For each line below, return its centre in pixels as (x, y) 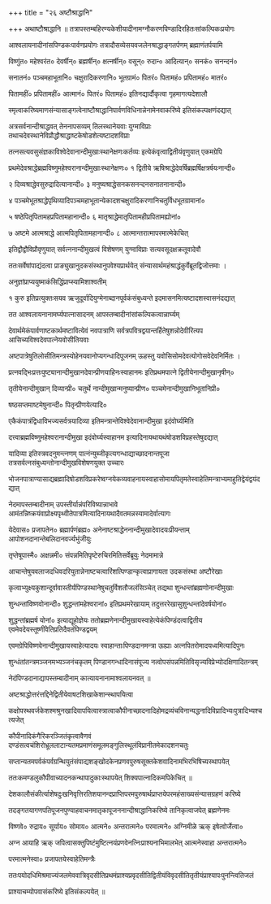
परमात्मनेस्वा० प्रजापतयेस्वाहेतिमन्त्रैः (52, 859)
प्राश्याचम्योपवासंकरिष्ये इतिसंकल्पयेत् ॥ (57, 891)
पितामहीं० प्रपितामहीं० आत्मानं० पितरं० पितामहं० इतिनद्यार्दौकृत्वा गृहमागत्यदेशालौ (108, 94)
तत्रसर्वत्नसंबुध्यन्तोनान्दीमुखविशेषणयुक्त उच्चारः (67, 463)
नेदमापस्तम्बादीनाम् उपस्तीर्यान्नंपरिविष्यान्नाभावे (63, 504)
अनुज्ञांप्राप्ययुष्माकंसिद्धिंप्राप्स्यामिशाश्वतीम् (58, 282)
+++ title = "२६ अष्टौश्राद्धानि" (51, 13)
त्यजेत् (16, 720)
